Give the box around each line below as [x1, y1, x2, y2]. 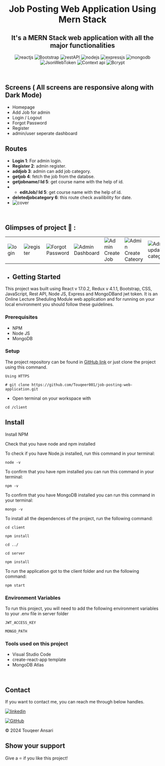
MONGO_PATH [5, 628, 27, 634]
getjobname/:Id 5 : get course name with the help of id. [12, 178, 124, 184]
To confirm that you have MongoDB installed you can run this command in [5, 492, 155, 498]
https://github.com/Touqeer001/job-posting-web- [31, 382, 133, 387]
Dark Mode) [5, 91, 42, 100]
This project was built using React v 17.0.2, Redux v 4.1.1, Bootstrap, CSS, [5, 286, 152, 292]
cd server [5, 551, 26, 556]
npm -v [5, 483, 19, 488]
